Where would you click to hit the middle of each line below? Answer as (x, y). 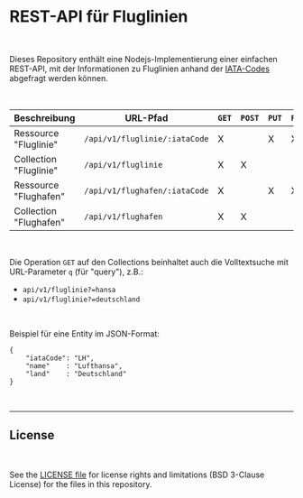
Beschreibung (45, 117)
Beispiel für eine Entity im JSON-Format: (85, 333)
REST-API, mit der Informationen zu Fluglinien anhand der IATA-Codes (140, 69)
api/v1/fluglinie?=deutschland (81, 300)
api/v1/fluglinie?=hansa (69, 290)
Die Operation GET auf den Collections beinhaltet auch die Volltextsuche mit (149, 262)
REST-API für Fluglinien (99, 17)
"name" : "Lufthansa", (74, 366)
